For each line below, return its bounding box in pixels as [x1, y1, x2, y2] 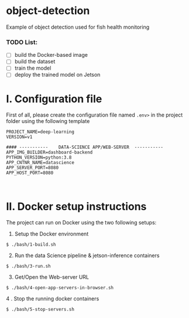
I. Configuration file [6, 92, 102, 105]
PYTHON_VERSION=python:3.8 [6, 155, 72, 160]
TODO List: [6, 38, 38, 46]
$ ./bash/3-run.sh [6, 264, 51, 269]
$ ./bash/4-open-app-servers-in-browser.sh [6, 285, 114, 291]
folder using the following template [6, 118, 90, 125]
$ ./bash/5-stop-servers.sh [6, 306, 75, 313]
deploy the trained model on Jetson [14, 71, 101, 78]
